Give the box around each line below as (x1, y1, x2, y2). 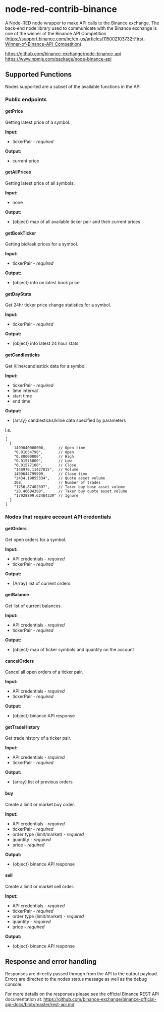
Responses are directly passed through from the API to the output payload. (5, 970, 158, 977)
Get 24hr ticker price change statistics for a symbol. (5, 302, 111, 308)
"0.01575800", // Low (14, 458, 72, 463)
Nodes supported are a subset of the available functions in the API (5, 83, 141, 89)
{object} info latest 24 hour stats (12, 340, 79, 346)
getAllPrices (5, 169, 31, 175)
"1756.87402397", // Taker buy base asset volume (14, 484, 125, 489)
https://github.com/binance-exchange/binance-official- (43, 996, 157, 1002)
